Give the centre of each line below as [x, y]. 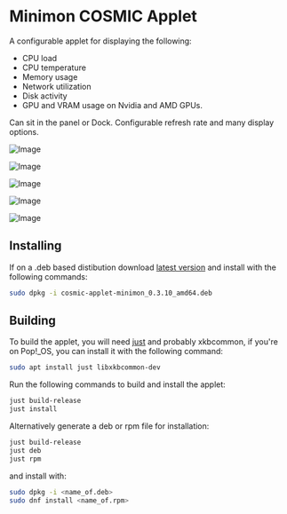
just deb [25, 450]
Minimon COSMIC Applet [104, 16]
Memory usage [50, 76]
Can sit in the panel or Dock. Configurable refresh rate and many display [142, 123]
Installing [36, 246]
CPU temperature [54, 67]
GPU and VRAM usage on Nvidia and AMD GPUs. [112, 105]
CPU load [40, 58]
